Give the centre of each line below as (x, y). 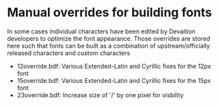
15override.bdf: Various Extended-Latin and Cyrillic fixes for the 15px (114, 80)
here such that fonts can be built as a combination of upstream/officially (108, 46)
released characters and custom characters (69, 53)
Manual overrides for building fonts (109, 13)
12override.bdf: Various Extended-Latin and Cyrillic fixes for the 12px (114, 66)
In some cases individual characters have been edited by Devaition (102, 31)
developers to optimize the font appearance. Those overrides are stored (109, 38)
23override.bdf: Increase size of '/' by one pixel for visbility (100, 95)
